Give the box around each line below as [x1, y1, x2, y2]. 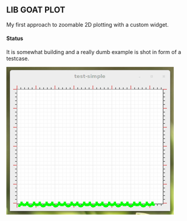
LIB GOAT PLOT [6, 5, 66, 15]
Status [6, 35, 24, 42]
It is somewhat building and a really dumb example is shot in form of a [6, 49, 182, 56]
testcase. [6, 55, 30, 63]
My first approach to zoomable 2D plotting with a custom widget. [6, 21, 169, 28]
